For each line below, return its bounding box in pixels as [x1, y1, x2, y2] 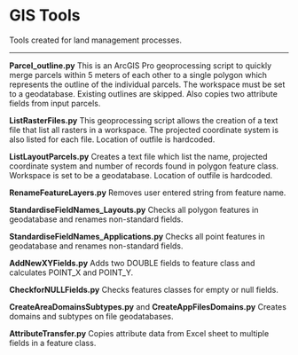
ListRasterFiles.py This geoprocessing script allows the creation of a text [9, 114, 278, 125]
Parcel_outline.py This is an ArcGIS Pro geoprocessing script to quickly [9, 59, 272, 71]
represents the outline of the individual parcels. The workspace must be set [9, 79, 286, 90]
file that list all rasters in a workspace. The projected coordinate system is [9, 124, 279, 135]
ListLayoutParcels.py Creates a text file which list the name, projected [9, 151, 268, 162]
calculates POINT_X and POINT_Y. [9, 267, 134, 278]
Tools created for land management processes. [9, 35, 182, 45]
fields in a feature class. [9, 337, 97, 348]
